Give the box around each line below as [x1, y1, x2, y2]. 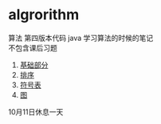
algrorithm [8, 6, 80, 24]
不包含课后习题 [8, 42, 57, 53]
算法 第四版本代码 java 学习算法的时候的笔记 [8, 33, 154, 42]
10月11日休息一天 [8, 106, 64, 117]
